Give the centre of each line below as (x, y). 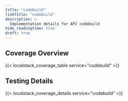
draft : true (18, 33)
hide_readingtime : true (30, 28)
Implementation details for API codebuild (55, 24)
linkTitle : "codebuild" (30, 14)
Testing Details (29, 81)
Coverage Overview (37, 53)
